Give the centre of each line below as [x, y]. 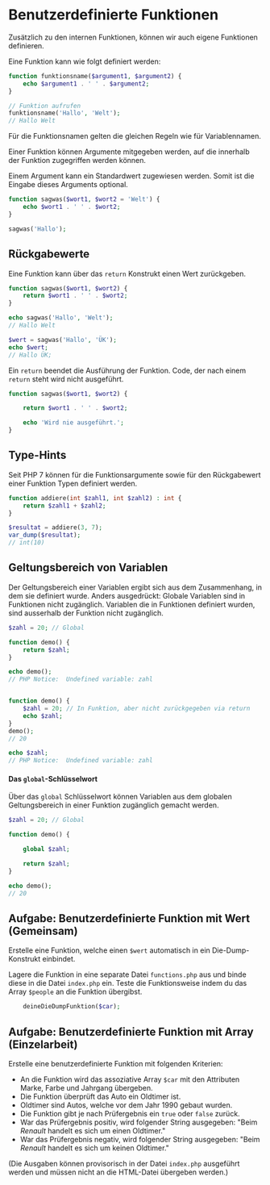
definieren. [26, 45]
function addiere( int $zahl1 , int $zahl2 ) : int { [95, 498]
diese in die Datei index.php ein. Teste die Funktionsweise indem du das [128, 983]
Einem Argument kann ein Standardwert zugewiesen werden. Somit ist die [131, 176]
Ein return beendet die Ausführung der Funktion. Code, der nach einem [127, 370]
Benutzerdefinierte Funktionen [114, 15]
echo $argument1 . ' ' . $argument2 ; [86, 83]
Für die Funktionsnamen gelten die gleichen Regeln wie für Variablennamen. [135, 136]
